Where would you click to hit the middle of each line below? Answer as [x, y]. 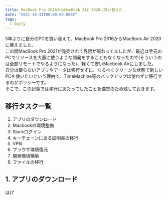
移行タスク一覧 [28, 106]
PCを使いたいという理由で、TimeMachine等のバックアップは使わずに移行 [81, 76]
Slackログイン [27, 132]
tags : [11, 19]
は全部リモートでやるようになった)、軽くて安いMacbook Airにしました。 [81, 64]
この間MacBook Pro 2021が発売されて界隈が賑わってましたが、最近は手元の [83, 51]
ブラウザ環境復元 [30, 150]
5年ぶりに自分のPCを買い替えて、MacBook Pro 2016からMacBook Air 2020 [83, 39]
